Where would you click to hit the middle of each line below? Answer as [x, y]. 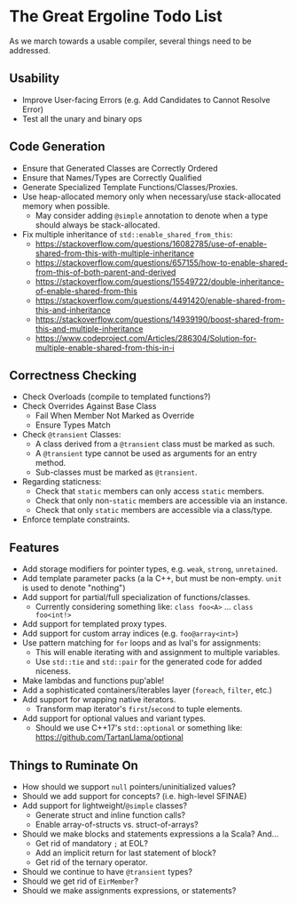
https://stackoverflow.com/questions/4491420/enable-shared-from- [160, 300]
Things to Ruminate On [74, 765]
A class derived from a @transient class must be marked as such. [155, 444]
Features [34, 547]
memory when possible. [66, 205]
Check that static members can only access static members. [149, 492]
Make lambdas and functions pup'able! [93, 681]
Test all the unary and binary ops [82, 118]
